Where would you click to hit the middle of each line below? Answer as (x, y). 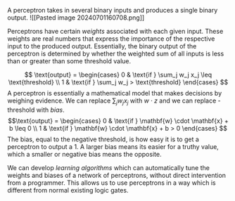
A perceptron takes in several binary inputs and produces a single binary (113, 10)
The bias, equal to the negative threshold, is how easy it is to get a (103, 139)
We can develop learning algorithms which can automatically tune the (108, 167)
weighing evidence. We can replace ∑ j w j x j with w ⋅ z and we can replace (112, 101)
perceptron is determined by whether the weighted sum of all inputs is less (116, 53)
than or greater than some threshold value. (69, 61)
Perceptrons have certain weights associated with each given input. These (115, 31)
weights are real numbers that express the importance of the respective (111, 39)
